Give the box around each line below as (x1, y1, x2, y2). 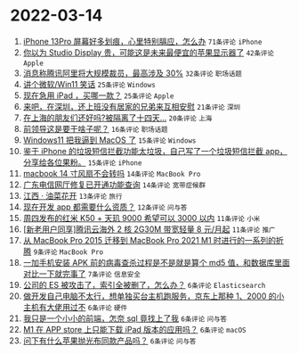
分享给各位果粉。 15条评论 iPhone (22, 157, 142, 168)
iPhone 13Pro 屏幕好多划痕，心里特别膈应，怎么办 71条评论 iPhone (22, 36, 263, 46)
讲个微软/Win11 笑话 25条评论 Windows (22, 78, 157, 89)
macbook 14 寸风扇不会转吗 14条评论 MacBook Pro (22, 168, 201, 178)
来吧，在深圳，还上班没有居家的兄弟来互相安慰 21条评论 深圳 (22, 101, 241, 111)
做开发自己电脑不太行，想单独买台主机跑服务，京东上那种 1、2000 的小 (22, 291, 285, 301)
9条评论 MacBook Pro (33, 247, 104, 257)
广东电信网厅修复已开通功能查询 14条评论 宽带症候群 (22, 179, 206, 190)
